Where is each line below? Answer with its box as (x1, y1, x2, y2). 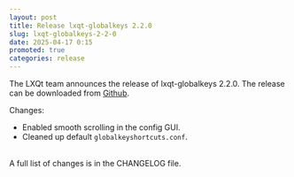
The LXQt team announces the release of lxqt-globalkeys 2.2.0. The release (9, 79, 285, 88)
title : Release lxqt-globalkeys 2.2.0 (9, 21, 152, 30)
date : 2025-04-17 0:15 (9, 37, 93, 47)
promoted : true (9, 46, 66, 55)
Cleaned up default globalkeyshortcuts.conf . (21, 132, 188, 142)
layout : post (9, 12, 58, 22)
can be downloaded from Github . (9, 88, 130, 98)
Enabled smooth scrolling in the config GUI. (21, 122, 181, 133)
